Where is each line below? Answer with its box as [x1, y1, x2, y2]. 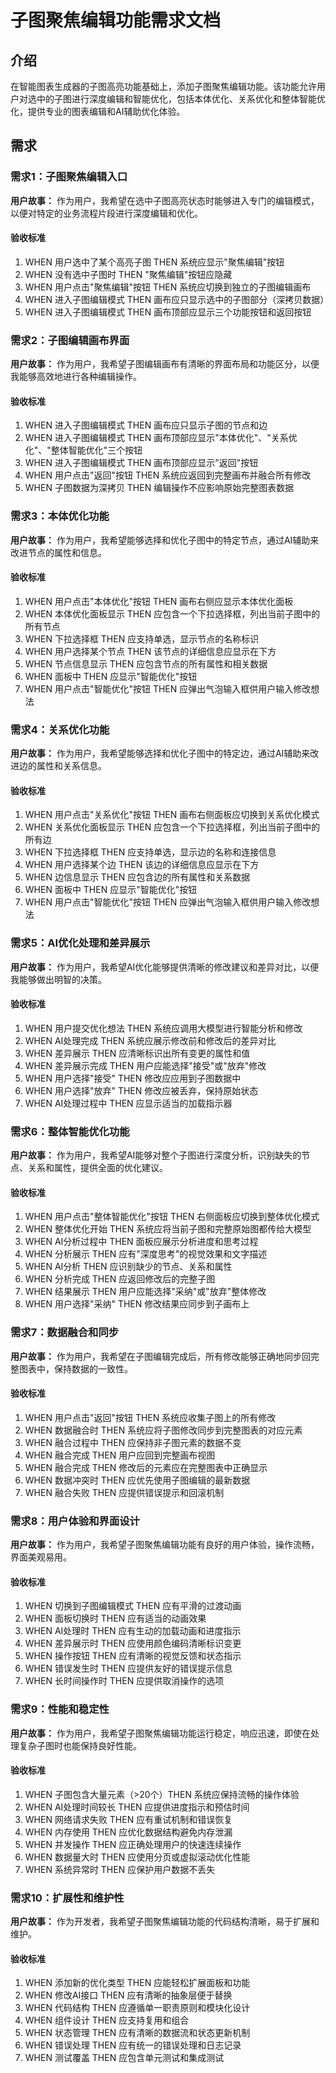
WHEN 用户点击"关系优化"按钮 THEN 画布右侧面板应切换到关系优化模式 [24, 809, 320, 821]
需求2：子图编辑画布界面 [10, 333, 130, 347]
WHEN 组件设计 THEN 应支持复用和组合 [24, 2014, 190, 2026]
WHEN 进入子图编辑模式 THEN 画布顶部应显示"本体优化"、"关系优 [24, 432, 298, 444]
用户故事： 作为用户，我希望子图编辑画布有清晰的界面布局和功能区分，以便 [10, 358, 320, 370]
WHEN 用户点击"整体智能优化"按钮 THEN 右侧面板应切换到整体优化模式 [24, 1211, 320, 1223]
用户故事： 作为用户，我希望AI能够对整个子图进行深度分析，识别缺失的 [10, 1149, 302, 1161]
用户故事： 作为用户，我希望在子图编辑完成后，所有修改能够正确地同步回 [10, 1350, 311, 1362]
